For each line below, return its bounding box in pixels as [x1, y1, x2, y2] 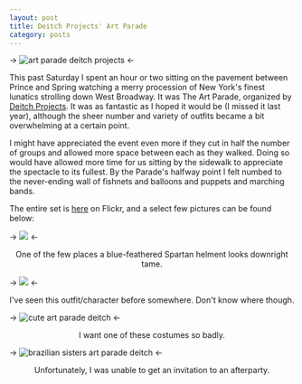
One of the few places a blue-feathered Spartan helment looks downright [15, 249, 288, 260]
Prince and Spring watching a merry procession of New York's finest [9, 82, 265, 93]
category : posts [9, 30, 71, 39]
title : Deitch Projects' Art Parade [9, 22, 147, 31]
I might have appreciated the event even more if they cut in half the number [9, 137, 290, 149]
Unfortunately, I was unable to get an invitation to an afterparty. [33, 365, 270, 376]
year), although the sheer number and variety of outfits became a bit [9, 110, 265, 122]
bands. [9, 186, 35, 197]
